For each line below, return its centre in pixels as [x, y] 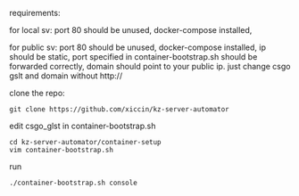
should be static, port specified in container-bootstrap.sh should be [133, 57]
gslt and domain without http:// [66, 76]
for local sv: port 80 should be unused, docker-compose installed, [131, 30]
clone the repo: [37, 93]
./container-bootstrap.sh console [74, 183]
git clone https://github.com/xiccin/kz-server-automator [119, 110]
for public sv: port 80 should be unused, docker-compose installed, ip [137, 47]
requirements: [35, 13]
